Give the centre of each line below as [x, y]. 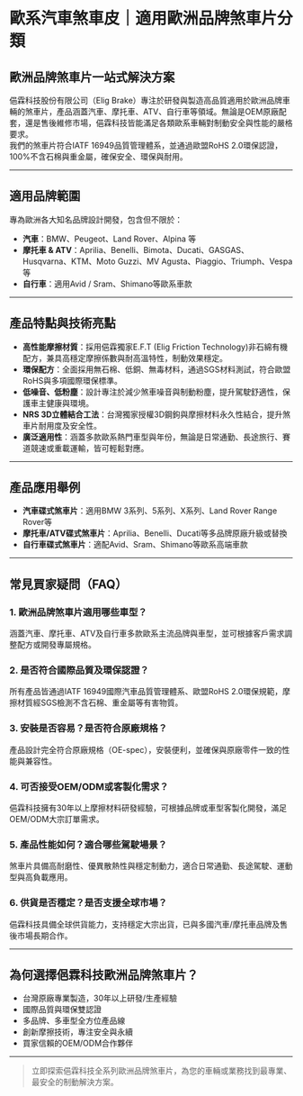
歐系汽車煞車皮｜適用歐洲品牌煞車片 [143, 18]
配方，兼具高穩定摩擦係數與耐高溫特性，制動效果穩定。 [125, 358]
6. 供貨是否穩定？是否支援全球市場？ [89, 903]
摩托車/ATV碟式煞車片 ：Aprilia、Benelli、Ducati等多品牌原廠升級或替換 [155, 533]
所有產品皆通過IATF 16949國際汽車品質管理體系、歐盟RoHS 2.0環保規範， [146, 692]
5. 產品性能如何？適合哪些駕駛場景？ [89, 845]
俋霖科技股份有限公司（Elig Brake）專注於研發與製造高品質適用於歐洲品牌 [146, 100]
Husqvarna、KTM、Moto [69, 261]
